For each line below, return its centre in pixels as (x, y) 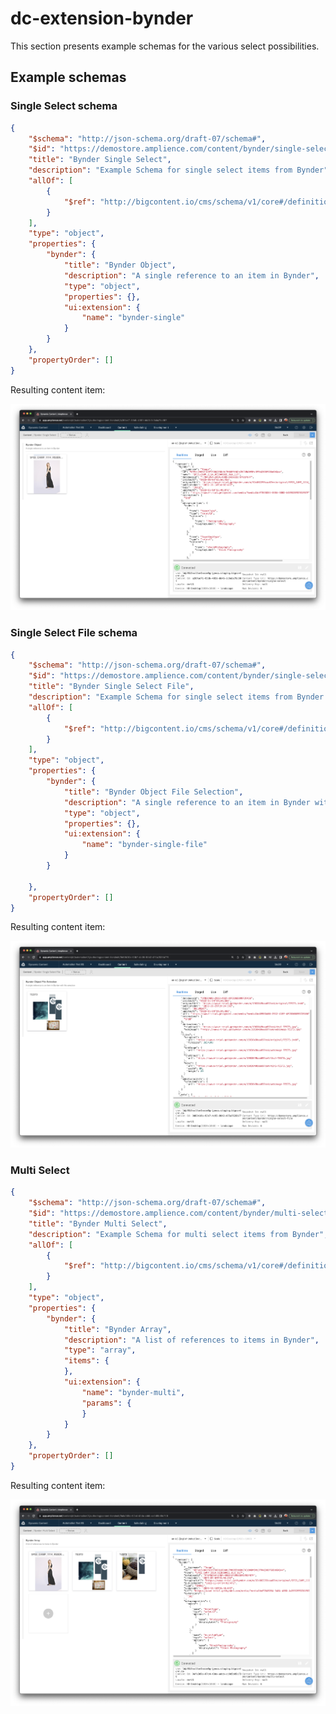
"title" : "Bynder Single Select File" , (111, 687)
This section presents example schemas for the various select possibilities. (165, 46)
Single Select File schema (74, 633)
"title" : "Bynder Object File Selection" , (153, 792)
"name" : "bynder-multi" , (133, 1392)
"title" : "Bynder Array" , (117, 1329)
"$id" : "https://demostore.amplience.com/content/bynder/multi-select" (180, 1213)
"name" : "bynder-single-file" (144, 845)
